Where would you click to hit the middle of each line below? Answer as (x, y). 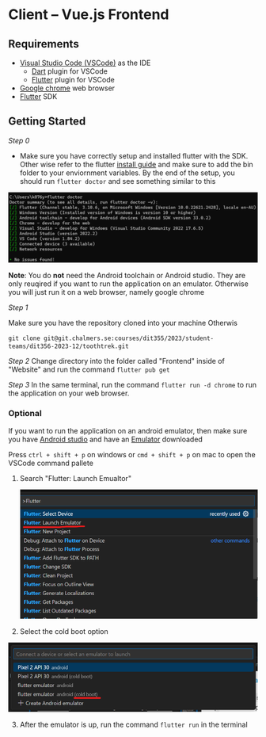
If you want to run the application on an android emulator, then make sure (128, 430)
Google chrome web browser (67, 88)
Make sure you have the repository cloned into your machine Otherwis (123, 323)
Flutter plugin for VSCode (73, 80)
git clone (25, 338)
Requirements (44, 44)
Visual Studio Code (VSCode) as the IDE (85, 63)
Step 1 (18, 307)
